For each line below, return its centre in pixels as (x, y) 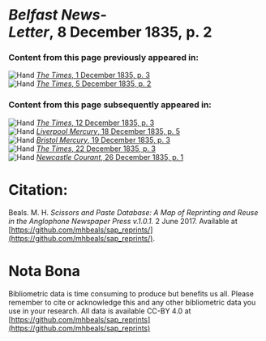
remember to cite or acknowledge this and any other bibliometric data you (132, 302)
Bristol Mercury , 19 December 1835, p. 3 (103, 140)
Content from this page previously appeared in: (103, 58)
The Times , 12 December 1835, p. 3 (95, 123)
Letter (29, 32)
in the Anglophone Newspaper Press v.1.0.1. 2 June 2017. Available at (123, 221)
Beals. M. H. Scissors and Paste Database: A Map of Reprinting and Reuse (133, 212)
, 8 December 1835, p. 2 (131, 32)
